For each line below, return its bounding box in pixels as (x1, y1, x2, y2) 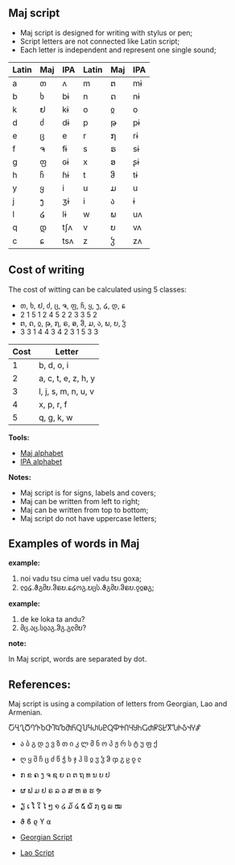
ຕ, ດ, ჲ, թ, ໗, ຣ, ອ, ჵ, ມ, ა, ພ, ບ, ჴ (19, 318, 126, 328)
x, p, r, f (39, 399, 68, 410)
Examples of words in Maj (8, 537, 140, 551)
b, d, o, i (39, 359, 69, 370)
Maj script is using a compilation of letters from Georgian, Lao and (8, 699, 228, 709)
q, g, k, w (39, 412, 73, 423)
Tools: (8, 432, 30, 442)
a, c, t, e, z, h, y (39, 372, 96, 383)
